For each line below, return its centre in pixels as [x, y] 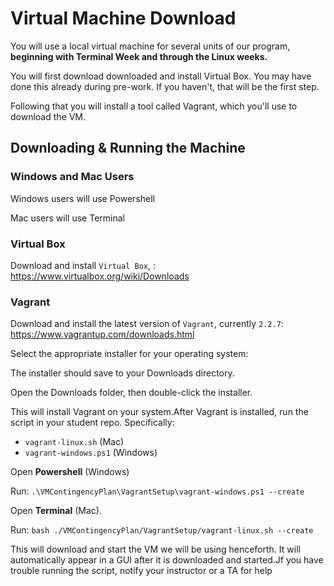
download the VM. [48, 116]
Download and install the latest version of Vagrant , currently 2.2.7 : [147, 324]
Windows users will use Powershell [82, 198]
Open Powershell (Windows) [70, 472]
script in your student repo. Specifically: [92, 423]
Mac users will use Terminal [67, 218]
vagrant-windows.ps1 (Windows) [91, 453]
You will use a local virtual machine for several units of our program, [150, 46]
